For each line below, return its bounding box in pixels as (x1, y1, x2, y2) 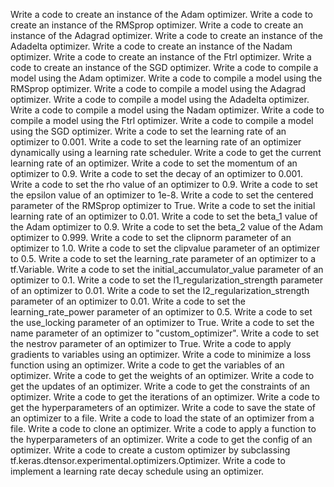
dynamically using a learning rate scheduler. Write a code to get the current (10, 147, 322, 158)
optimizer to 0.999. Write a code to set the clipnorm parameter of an (10, 232, 292, 243)
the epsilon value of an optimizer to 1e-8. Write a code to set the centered (10, 189, 314, 201)
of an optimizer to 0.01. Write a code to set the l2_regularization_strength (10, 285, 310, 296)
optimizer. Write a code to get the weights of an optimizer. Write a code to (10, 370, 315, 381)
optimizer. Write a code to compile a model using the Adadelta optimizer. (10, 94, 310, 105)
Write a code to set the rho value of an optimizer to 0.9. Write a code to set (10, 179, 318, 190)
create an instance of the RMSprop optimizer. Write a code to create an (10, 19, 304, 31)
